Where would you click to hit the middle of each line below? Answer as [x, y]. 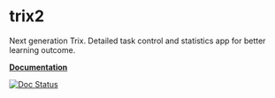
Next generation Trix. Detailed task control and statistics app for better [137, 41]
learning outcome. [42, 49]
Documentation [38, 67]
